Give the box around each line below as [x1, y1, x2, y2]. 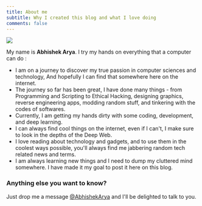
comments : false [6, 20, 47, 26]
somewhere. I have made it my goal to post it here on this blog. [15, 164, 173, 171]
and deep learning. [15, 118, 63, 126]
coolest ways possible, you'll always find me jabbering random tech [15, 144, 186, 152]
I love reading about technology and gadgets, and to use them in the [15, 138, 187, 145]
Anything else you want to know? [6, 179, 107, 188]
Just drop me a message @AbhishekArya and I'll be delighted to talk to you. [6, 193, 197, 200]
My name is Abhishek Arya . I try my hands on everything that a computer [6, 48, 192, 55]
